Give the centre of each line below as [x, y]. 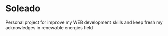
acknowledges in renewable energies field [49, 27]
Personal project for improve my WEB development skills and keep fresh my [84, 22]
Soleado [23, 9]
